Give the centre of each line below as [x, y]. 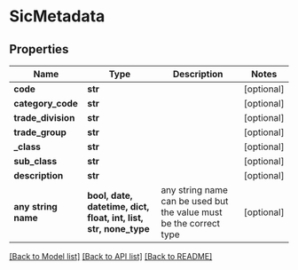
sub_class [35, 161]
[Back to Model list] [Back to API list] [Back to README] [111, 256]
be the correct [190, 223]
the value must [192, 212]
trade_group [40, 132]
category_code [46, 103]
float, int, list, [115, 218]
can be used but [195, 201]
